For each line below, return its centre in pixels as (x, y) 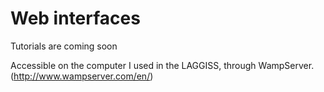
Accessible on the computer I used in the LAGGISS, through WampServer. (162, 65)
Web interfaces (75, 18)
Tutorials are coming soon (64, 46)
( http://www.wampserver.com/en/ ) (82, 76)
